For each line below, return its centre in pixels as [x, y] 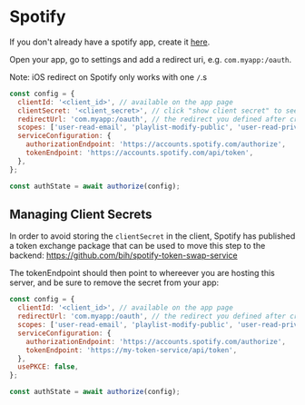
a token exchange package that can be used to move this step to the [138, 246]
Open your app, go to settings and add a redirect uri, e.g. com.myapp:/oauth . [151, 59]
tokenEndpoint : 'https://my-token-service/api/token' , [132, 350]
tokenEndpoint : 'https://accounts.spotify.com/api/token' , [140, 153]
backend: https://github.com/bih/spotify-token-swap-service [123, 255]
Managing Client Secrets [81, 214]
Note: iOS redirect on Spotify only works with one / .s [108, 77]
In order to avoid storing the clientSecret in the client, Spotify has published [152, 236]
